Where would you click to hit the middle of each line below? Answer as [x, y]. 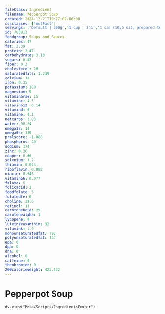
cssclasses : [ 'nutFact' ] [30, 23]
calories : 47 [18, 42]
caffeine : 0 [17, 261]
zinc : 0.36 [16, 151]
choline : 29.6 [20, 201]
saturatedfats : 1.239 [27, 74]
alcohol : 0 [16, 256]
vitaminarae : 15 [22, 96]
